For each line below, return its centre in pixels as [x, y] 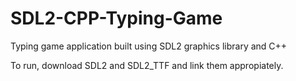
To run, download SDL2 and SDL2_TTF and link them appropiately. [147, 65]
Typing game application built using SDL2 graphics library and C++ [149, 46]
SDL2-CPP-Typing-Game [116, 18]
